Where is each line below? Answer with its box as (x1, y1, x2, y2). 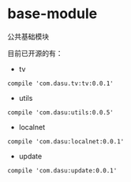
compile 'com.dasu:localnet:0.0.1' (7, 137, 125, 146)
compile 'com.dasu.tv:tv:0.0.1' (7, 80, 114, 87)
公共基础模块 (7, 32, 49, 41)
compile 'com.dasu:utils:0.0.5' (7, 108, 114, 117)
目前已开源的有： (7, 48, 63, 58)
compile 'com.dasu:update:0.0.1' (7, 166, 118, 174)
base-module (7, 5, 98, 23)
